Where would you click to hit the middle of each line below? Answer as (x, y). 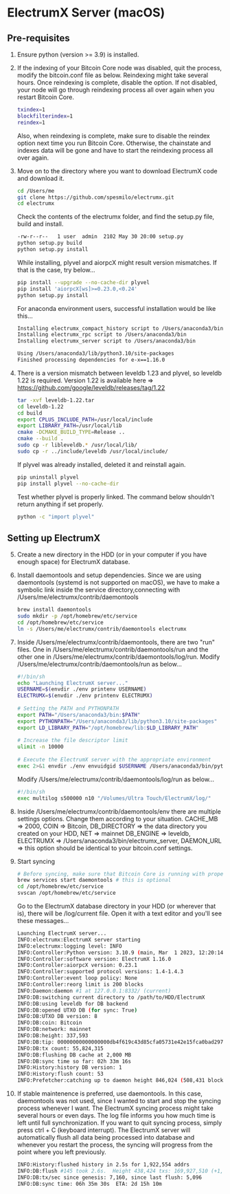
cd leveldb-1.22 (40, 406)
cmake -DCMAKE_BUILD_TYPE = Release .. (71, 432)
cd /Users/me (36, 191)
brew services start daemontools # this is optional (94, 880)
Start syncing (36, 861)
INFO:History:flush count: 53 (60, 1074)
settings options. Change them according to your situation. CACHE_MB (117, 818)
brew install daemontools (54, 610)
